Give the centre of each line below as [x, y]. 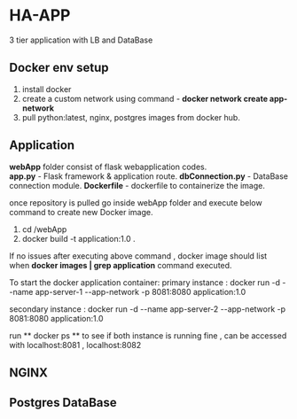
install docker [47, 89]
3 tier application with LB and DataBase [81, 40]
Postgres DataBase [63, 403]
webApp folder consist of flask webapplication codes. [108, 167]
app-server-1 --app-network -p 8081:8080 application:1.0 [141, 291]
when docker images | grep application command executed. [121, 265]
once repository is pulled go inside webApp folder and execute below [136, 202]
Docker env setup [59, 68]
